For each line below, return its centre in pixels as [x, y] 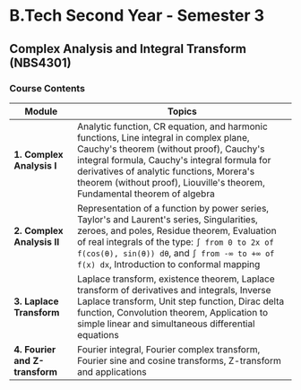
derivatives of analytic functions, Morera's [166, 171]
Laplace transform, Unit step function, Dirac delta [181, 301]
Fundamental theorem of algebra [146, 194]
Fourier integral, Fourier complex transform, [169, 349]
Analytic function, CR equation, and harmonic [173, 126]
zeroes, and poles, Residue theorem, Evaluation [177, 230]
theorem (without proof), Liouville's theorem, [172, 182]
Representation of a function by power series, [173, 208]
